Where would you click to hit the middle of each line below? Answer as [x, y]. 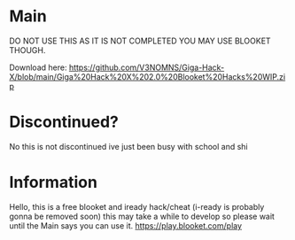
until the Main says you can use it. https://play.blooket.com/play [125, 225]
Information [53, 182]
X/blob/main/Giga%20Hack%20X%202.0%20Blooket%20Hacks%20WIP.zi [147, 76]
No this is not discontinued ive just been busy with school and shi [128, 146]
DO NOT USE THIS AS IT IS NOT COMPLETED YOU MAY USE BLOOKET [140, 41]
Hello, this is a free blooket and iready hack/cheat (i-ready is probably [137, 206]
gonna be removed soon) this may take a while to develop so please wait [142, 216]
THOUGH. [27, 50]
